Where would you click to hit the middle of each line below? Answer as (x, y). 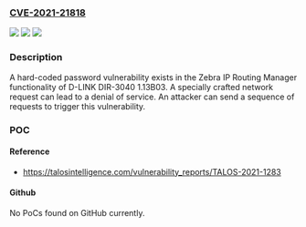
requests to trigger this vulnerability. (78, 106)
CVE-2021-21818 (48, 13)
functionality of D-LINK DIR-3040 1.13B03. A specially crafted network (142, 87)
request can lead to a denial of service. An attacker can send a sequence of (152, 97)
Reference (30, 151)
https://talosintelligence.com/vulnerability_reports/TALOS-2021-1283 (152, 171)
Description (36, 57)
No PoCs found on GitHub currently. (77, 212)
